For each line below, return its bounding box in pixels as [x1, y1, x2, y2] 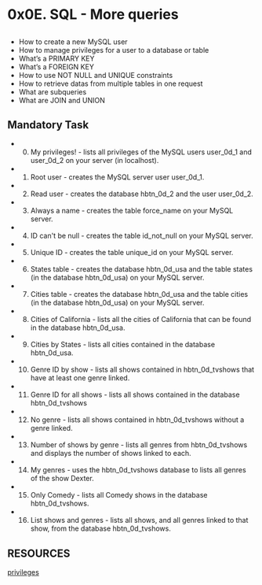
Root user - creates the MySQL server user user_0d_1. [30, 172, 205, 182]
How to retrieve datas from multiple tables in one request [18, 79, 203, 88]
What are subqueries [18, 87, 87, 96]
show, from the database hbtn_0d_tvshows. [30, 524, 172, 533]
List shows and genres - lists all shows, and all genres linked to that [30, 516, 249, 525]
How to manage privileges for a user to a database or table [18, 45, 209, 54]
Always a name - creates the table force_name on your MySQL [30, 206, 234, 216]
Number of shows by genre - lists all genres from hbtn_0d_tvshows [30, 440, 248, 450]
